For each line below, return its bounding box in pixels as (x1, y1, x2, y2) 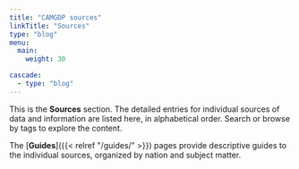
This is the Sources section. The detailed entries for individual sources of (9, 104, 280, 114)
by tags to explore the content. (9, 123, 123, 133)
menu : (9, 38, 30, 47)
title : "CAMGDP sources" (9, 13, 102, 22)
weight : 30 (25, 55, 66, 63)
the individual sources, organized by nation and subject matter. (9, 149, 242, 160)
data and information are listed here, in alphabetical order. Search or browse (9, 113, 291, 123)
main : (17, 46, 38, 55)
